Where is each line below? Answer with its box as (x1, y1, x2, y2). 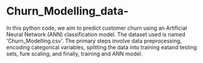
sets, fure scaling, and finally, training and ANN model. (6, 50, 143, 57)
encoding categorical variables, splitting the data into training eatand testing (6, 44, 198, 51)
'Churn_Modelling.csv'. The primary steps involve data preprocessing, (6, 37, 182, 44)
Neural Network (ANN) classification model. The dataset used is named (6, 30, 185, 38)
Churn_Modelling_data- (6, 4, 129, 18)
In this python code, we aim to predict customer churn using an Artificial (6, 24, 187, 31)
